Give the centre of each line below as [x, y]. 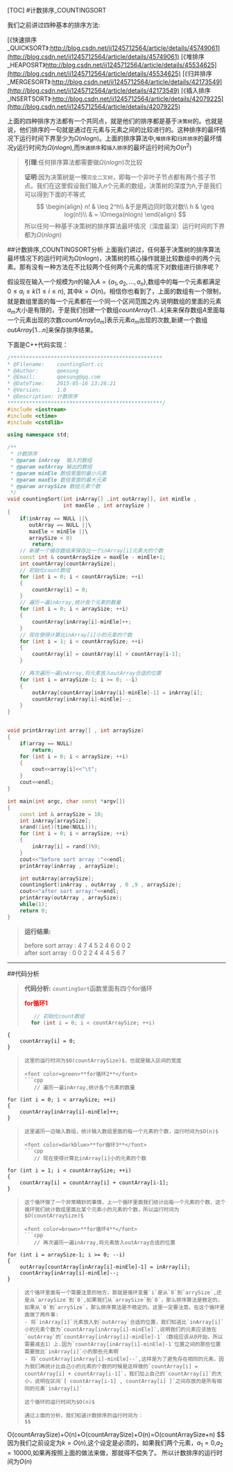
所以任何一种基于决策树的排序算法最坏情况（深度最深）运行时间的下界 [124, 226]
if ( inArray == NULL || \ [54, 518]
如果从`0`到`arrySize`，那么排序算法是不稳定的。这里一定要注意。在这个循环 [122, 1308]
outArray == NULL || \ [60, 525]
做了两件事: [44, 1315]
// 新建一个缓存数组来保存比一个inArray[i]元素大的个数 [92, 551]
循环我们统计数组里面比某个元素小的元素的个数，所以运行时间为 [102, 1210]
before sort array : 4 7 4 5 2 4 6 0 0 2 [77, 945]
